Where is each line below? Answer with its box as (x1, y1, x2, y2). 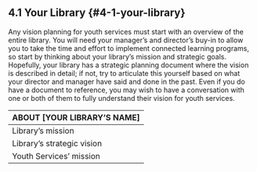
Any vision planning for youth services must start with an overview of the (8, 27, 244, 36)
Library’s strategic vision (12, 138, 103, 149)
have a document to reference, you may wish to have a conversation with (8, 85, 245, 95)
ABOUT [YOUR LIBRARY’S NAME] (12, 112, 140, 123)
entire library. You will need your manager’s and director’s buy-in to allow (8, 35, 244, 45)
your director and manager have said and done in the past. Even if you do (8, 77, 245, 86)
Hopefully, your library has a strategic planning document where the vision (8, 60, 249, 70)
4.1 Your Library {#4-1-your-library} (8, 6, 186, 20)
